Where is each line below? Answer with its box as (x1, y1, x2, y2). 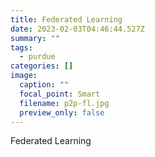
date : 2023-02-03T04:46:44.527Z (10, 24, 145, 34)
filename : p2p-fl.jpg (19, 98, 110, 108)
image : (10, 71, 38, 81)
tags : (10, 42, 33, 53)
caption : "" (19, 80, 70, 90)
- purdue (19, 52, 56, 62)
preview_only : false (19, 107, 105, 118)
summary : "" (10, 33, 60, 43)
